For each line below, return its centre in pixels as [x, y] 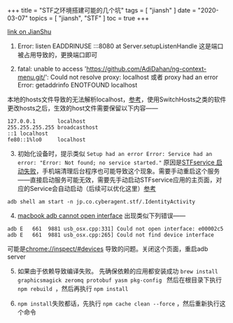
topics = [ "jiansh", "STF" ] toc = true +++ [89, 18]
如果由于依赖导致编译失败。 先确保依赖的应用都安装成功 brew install [118, 271]
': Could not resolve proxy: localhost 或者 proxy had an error [132, 77]
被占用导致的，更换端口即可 [57, 55]
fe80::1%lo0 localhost [47, 140]
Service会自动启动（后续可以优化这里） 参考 [93, 188]
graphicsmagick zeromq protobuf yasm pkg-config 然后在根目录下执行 [120, 280]
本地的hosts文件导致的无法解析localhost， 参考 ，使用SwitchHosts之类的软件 [117, 99]
